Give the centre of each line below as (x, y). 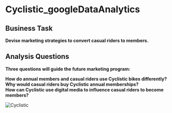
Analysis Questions (37, 56)
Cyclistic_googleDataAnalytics (73, 9)
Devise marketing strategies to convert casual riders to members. (77, 40)
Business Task (29, 28)
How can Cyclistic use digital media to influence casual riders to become (84, 89)
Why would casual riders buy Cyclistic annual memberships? (72, 84)
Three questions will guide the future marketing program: (68, 69)
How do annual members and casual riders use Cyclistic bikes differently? (86, 79)
